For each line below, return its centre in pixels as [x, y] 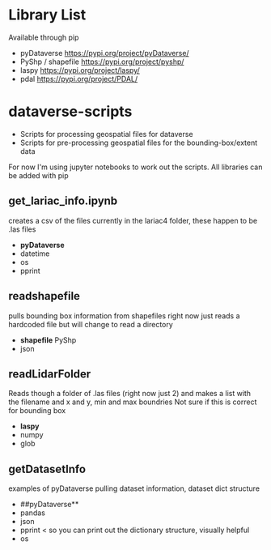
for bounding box [37, 411]
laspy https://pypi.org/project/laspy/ [80, 70]
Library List [47, 15]
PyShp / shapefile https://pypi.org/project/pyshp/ [102, 62]
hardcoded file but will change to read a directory [91, 324]
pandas [33, 513]
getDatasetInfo [47, 469]
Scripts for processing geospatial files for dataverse [106, 134]
